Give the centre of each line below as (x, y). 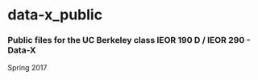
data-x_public (55, 15)
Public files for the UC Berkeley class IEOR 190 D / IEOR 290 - (129, 40)
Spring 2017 (27, 68)
